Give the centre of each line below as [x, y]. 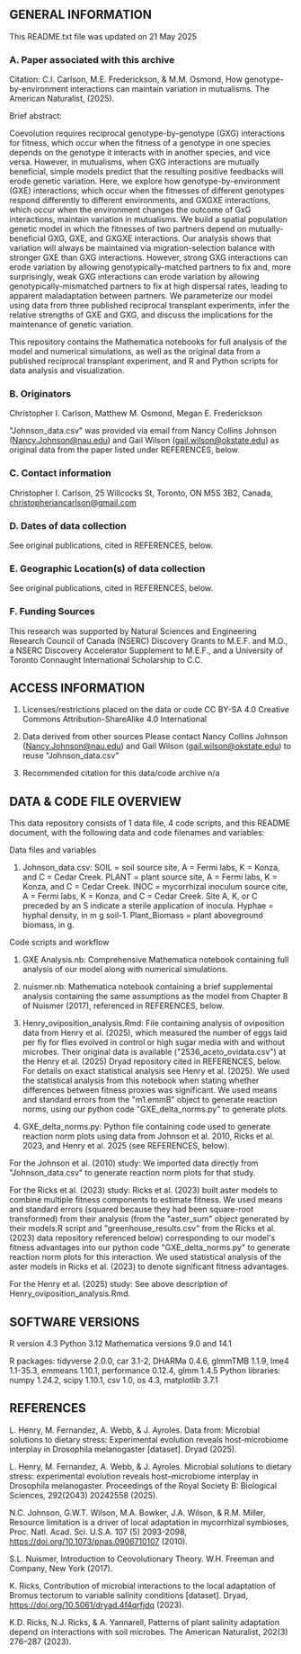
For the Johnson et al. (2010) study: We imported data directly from [134, 1163]
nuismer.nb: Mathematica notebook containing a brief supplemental [148, 987]
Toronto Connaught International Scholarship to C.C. [106, 659]
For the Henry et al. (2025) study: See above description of [119, 1284]
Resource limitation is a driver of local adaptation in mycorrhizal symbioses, [149, 1522]
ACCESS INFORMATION [77, 688]
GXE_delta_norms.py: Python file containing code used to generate [146, 1127]
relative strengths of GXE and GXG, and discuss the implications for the [141, 315]
